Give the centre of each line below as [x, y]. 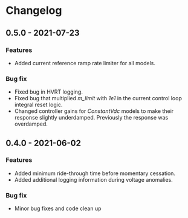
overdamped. [31, 124]
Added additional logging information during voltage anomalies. [93, 179]
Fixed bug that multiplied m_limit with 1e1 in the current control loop [98, 98]
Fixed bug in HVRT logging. [48, 92]
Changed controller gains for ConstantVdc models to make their [94, 111]
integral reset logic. [38, 105]
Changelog [34, 11]
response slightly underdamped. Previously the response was [91, 118]
